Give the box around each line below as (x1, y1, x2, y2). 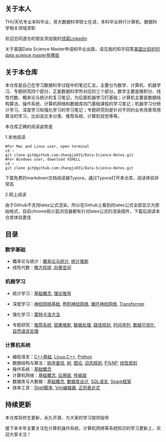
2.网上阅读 (5, 191, 27, 197)
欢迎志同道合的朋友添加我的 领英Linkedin (5, 35, 87, 41)
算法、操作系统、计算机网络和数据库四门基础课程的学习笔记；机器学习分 (9, 100, 157, 106)
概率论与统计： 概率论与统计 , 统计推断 (12, 259, 89, 265)
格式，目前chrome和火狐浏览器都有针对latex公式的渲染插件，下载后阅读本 (9, 208, 161, 214)
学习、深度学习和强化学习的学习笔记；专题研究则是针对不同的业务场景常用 (9, 107, 161, 113)
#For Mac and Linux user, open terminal (5, 144, 90, 149)
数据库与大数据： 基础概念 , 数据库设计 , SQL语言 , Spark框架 (12, 378, 132, 384)
